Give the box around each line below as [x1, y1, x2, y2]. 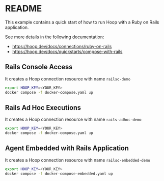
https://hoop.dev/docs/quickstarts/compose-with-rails [12, 49, 123, 54]
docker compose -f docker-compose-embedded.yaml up [5, 171, 113, 176]
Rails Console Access [5, 63, 73, 71]
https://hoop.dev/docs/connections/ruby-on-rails [12, 43, 112, 49]
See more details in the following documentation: [5, 34, 104, 40]
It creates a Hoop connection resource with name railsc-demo [5, 76, 131, 81]
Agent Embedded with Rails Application [5, 144, 129, 153]
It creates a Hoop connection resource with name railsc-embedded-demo [5, 157, 151, 163]
